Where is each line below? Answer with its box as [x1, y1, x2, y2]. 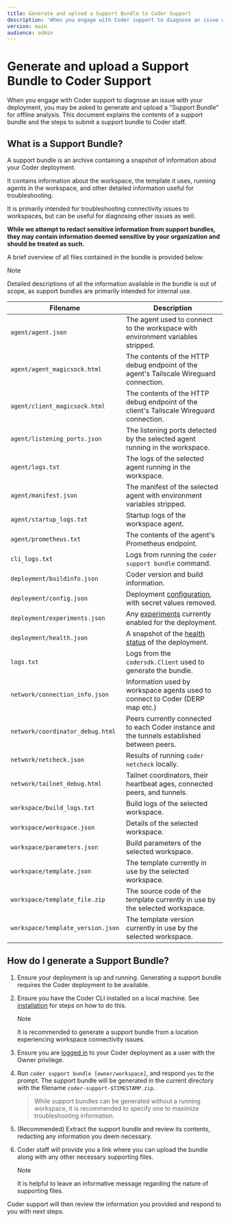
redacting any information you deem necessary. [16, 1132, 153, 1140]
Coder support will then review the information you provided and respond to [7, 1199, 222, 1208]
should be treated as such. [7, 240, 85, 248]
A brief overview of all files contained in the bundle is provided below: [7, 253, 204, 261]
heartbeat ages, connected [125, 779, 214, 788]
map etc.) [125, 703, 157, 712]
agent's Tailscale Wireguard [125, 369, 216, 378]
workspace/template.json [10, 868, 92, 875]
